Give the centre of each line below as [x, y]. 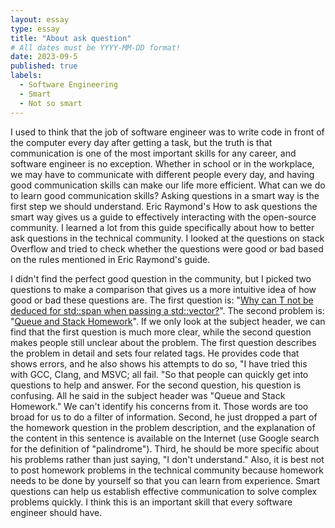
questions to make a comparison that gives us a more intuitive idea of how [163, 289]
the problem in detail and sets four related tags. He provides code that [155, 353]
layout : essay [40, 19]
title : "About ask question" [71, 38]
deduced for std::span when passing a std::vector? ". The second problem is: [167, 310]
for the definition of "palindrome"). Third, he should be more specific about [165, 448]
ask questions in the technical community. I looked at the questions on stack [167, 238]
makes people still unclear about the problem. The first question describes [163, 342]
